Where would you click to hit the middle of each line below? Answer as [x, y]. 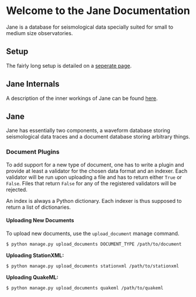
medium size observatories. [39, 33]
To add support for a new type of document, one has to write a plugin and [95, 164]
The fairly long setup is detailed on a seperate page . [69, 65]
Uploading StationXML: [35, 255]
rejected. [17, 189]
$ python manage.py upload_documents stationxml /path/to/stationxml [93, 266]
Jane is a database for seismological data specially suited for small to [90, 27]
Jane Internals [33, 84]
